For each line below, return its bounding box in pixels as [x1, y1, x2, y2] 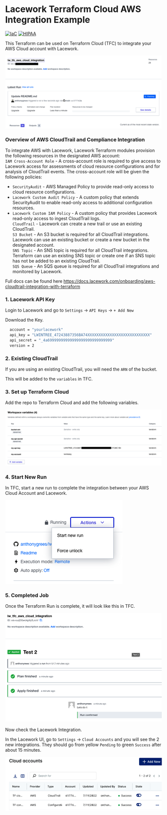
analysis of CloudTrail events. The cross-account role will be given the [5, 169, 150, 175]
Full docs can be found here [5, 278, 63, 284]
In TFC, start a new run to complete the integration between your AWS [5, 484, 149, 490]
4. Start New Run [5, 473, 47, 480]
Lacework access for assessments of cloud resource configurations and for [5, 163, 161, 169]
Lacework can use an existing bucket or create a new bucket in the [12, 237, 150, 243]
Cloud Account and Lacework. [5, 490, 68, 496]
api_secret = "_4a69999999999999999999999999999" [9, 338, 114, 343]
